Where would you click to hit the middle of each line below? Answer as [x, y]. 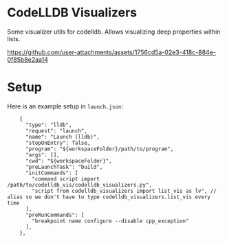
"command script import [66, 179]
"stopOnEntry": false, [58, 143]
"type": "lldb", [48, 125]
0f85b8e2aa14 [28, 59]
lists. [14, 38]
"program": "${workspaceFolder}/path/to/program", [99, 149]
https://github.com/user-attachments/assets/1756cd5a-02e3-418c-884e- [112, 52]
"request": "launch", [56, 131]
